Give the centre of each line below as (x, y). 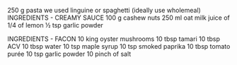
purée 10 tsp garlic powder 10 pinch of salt (69, 54)
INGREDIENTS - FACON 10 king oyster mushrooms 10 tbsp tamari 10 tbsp (114, 39)
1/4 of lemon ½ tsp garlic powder (56, 25)
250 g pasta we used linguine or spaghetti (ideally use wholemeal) (104, 10)
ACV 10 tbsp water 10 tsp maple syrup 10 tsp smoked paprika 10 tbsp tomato (119, 46)
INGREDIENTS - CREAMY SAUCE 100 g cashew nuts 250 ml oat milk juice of (118, 18)
